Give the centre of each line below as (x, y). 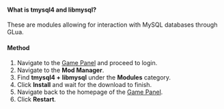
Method (18, 47)
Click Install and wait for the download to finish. (84, 85)
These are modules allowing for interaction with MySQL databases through (112, 25)
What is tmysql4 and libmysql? (52, 10)
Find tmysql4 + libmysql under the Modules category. (94, 77)
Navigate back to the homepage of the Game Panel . (90, 92)
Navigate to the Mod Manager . (60, 70)
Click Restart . (37, 99)
